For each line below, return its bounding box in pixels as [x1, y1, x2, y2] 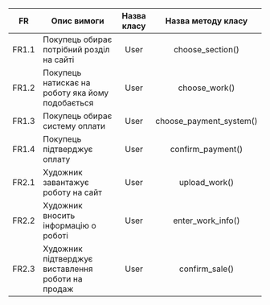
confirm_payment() [170, 144, 243, 155]
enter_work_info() [173, 215, 240, 226]
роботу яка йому [43, 88, 109, 98]
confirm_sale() [179, 263, 235, 274]
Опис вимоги [51, 15, 104, 27]
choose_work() [178, 82, 235, 93]
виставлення [43, 263, 94, 274]
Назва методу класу [165, 15, 248, 27]
